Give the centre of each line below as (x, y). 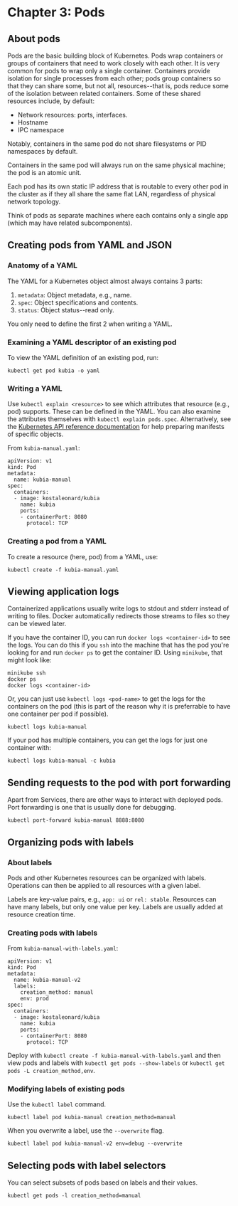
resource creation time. (42, 914)
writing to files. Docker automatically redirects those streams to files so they (119, 616)
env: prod (35, 999)
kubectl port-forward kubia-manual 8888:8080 (76, 820)
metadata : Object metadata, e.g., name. (75, 295)
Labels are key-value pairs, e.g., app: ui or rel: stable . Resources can (112, 899)
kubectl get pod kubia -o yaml (54, 371)
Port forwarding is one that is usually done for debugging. (92, 808)
